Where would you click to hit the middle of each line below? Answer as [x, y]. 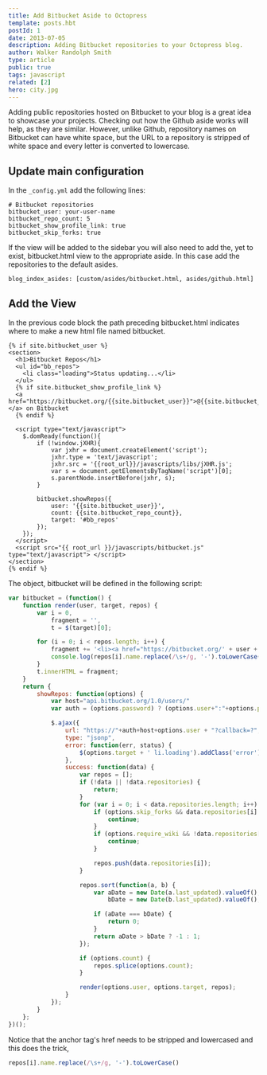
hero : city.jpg [33, 90]
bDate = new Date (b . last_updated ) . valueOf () [183, 900]
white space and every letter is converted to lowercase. [99, 146]
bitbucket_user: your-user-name [62, 212]
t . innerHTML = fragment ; [78, 671]
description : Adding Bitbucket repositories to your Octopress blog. [126, 45]
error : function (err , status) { [118, 745]
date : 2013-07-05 [37, 38]
